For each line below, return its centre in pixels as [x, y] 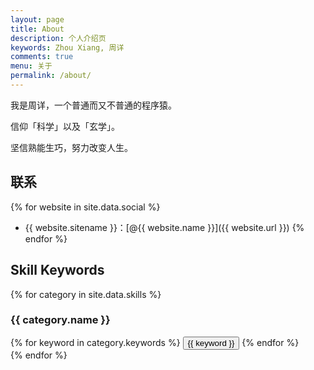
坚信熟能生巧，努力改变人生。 [71, 147]
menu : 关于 [31, 66]
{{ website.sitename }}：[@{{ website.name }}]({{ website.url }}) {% [164, 227]
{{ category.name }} [60, 320]
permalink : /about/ [51, 76]
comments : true [42, 57]
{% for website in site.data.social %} [85, 207]
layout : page [37, 19]
